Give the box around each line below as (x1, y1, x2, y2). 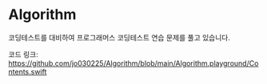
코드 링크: (8, 49, 38, 59)
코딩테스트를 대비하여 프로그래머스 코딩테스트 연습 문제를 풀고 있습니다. (8, 32, 230, 42)
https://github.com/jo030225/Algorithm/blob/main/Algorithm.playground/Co (8, 58, 259, 68)
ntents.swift (8, 67, 47, 76)
